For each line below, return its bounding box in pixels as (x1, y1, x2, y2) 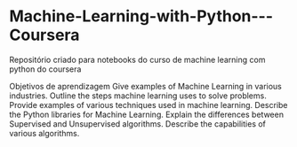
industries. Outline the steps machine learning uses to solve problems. (9, 90, 267, 101)
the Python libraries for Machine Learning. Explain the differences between (9, 109, 285, 120)
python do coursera (9, 64, 82, 74)
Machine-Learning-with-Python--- (9, 6, 274, 27)
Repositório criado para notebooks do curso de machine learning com (9, 54, 266, 65)
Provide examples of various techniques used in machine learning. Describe (9, 99, 288, 110)
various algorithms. (9, 128, 80, 138)
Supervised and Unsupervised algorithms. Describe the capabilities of (9, 118, 267, 129)
